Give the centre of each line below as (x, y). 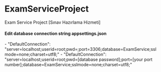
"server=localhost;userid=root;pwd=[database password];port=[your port (79, 59)
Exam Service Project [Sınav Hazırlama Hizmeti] (53, 22)
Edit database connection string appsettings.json (56, 33)
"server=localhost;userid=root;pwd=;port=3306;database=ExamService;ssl (80, 49)
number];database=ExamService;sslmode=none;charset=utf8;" (68, 65)
